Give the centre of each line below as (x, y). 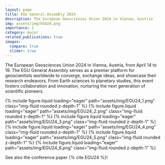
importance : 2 (20, 28)
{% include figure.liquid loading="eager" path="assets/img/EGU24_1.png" (80, 100)
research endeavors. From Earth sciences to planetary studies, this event (79, 81)
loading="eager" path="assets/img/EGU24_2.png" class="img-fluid (74, 111)
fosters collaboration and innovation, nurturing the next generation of (75, 86)
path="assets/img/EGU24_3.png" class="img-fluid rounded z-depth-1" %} (81, 122)
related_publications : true (34, 37)
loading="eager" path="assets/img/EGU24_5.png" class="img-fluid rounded (83, 137)
